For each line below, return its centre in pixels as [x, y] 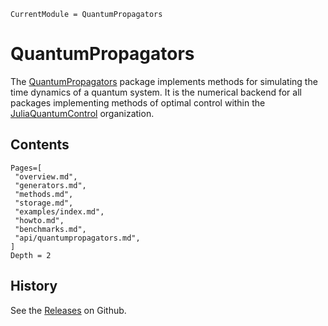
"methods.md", [44, 194]
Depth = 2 [31, 255]
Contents [40, 145]
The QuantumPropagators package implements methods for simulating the [164, 81]
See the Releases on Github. [68, 310]
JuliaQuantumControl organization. [82, 113]
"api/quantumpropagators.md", [77, 238]
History [34, 286]
